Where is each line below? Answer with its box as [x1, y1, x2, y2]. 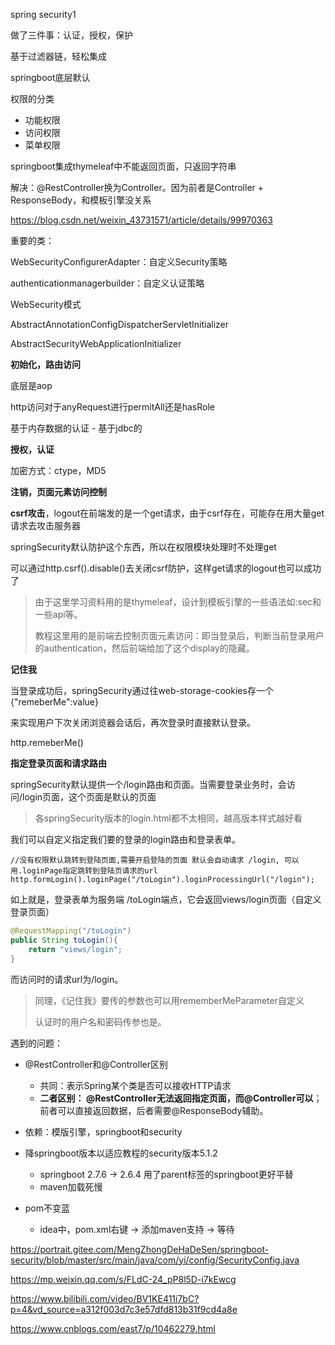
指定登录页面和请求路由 [10, 757, 107, 769]
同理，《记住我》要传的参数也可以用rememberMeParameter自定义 [34, 994, 305, 1006]
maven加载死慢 [39, 1180, 103, 1193]
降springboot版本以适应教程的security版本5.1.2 [24, 1147, 218, 1159]
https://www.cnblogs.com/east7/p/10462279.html [10, 1322, 216, 1334]
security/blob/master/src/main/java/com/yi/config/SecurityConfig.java [10, 1254, 300, 1266]
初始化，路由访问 [10, 359, 81, 370]
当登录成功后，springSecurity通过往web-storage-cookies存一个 [10, 685, 274, 696]
